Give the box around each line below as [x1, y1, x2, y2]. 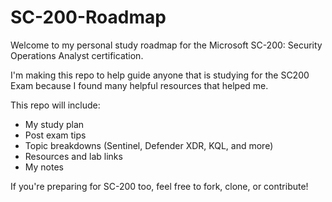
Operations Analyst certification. [10, 49, 144, 61]
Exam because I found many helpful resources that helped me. [10, 79, 269, 91]
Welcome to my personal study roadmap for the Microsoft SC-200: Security [10, 39, 323, 51]
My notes [24, 161, 64, 173]
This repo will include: [10, 99, 101, 111]
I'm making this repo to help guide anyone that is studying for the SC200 [10, 69, 310, 81]
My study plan [24, 118, 85, 130]
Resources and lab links [24, 150, 123, 162]
